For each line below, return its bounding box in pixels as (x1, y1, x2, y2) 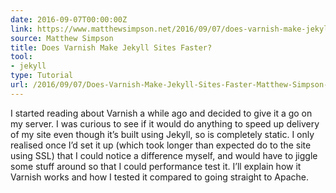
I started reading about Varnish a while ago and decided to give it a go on (10, 107, 313, 119)
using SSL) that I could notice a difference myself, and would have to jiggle (10, 149, 318, 161)
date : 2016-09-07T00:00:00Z (10, 14, 128, 25)
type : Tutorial (10, 71, 74, 81)
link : (10, 24, 33, 34)
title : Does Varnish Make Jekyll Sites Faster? (10, 42, 213, 53)
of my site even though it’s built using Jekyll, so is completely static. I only (10, 128, 315, 140)
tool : (10, 52, 33, 62)
